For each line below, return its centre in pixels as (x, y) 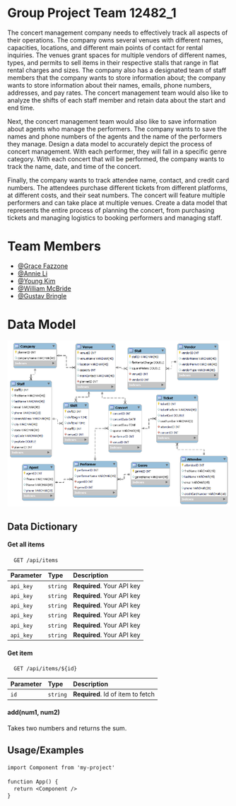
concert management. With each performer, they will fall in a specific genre (117, 151)
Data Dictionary (42, 526)
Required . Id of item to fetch (114, 694)
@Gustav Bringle (42, 296)
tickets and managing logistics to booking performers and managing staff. (115, 218)
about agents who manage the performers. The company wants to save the (117, 129)
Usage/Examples (46, 750)
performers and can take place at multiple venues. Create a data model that (117, 202)
